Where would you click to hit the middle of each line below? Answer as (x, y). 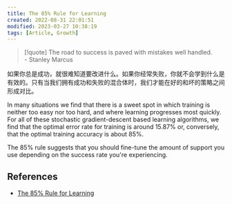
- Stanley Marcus (49, 60)
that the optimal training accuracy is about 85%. (76, 134)
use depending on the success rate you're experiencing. (87, 155)
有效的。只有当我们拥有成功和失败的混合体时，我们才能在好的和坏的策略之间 (116, 83)
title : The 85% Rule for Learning (57, 13)
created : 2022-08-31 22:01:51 (51, 20)
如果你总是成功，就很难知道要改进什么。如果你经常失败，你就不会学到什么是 (116, 74)
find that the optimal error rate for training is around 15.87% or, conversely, (113, 127)
